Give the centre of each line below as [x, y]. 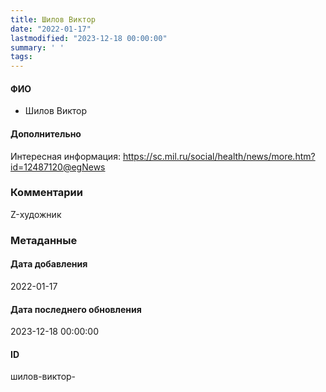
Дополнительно [46, 133]
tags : [21, 57]
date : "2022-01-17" [51, 29]
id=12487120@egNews [58, 167]
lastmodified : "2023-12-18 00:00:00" [89, 38]
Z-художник [36, 214]
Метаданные [44, 240]
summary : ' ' [37, 47]
